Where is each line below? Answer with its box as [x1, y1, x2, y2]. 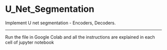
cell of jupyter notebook [5, 39, 54, 45]
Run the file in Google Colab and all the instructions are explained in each [5, 34, 155, 40]
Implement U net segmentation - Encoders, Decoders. [5, 20, 116, 26]
